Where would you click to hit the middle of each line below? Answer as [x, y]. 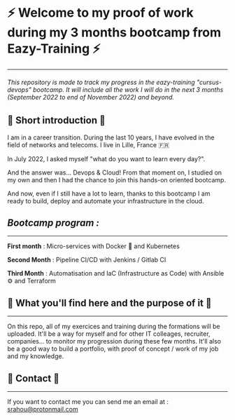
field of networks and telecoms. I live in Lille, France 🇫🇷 [88, 144]
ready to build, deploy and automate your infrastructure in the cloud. [106, 201]
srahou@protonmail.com [43, 409]
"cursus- [209, 82]
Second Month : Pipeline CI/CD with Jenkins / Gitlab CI [87, 260]
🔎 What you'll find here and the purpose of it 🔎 [109, 303]
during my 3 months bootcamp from [114, 33]
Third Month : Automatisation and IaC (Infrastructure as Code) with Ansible [116, 273]
